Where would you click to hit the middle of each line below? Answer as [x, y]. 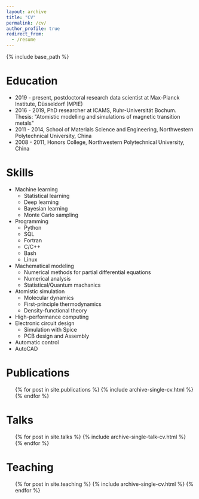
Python [33, 227]
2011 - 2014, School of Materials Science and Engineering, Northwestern [104, 129]
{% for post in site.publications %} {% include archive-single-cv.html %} [104, 389]
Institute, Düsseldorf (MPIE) [49, 104]
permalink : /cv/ [26, 23]
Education [32, 81]
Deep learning [41, 202]
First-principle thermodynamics [62, 304]
